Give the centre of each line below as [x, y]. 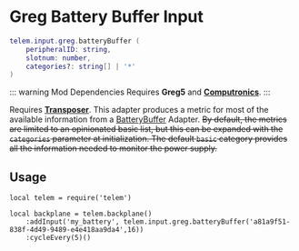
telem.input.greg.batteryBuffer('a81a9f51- [207, 222]
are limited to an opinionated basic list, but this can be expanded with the [146, 129]
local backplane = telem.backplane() [81, 214]
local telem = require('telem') [70, 198]
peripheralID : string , [69, 49]
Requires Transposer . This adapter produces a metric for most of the [139, 110]
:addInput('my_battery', [73, 222]
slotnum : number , [59, 58]
